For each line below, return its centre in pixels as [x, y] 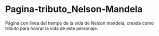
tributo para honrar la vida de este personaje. [52, 28]
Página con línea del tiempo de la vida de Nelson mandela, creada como [79, 23]
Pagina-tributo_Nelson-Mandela [74, 9]
